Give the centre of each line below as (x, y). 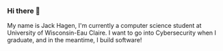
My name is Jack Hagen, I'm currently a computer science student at (104, 26)
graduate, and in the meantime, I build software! (75, 40)
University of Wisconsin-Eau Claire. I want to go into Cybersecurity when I (112, 33)
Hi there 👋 (24, 11)
